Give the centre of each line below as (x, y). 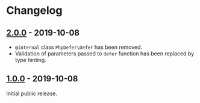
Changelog (34, 11)
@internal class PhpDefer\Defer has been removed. (79, 47)
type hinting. (30, 60)
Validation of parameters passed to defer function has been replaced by (105, 54)
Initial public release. (32, 93)
